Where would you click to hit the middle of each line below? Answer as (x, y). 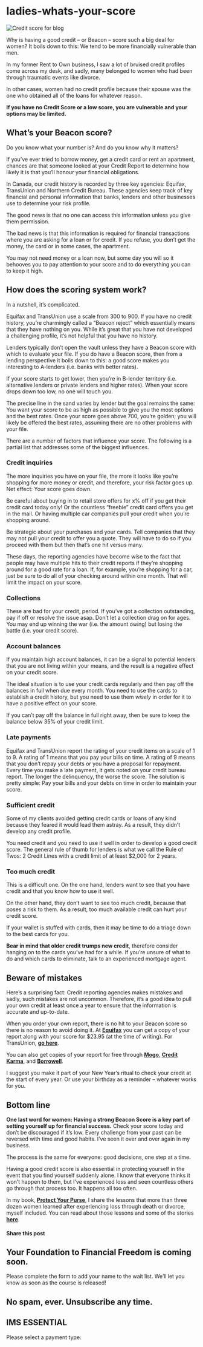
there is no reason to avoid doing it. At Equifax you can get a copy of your (98, 1030)
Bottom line (28, 1105)
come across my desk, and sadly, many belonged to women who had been (99, 70)
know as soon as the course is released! (56, 1283)
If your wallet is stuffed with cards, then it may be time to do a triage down (99, 928)
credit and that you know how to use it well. (60, 891)
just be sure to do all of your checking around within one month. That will (97, 575)
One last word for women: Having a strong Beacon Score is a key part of (98, 1119)
